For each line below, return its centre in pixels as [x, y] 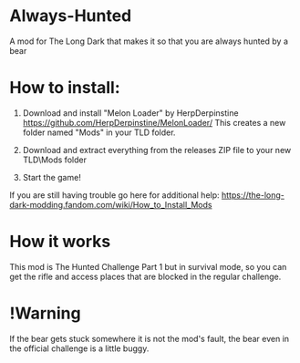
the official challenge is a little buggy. [79, 348]
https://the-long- [253, 195]
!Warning [45, 313]
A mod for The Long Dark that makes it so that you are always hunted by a [149, 41]
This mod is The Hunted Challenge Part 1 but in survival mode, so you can [148, 266]
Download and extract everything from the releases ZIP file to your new [157, 150]
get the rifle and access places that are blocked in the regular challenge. [145, 276]
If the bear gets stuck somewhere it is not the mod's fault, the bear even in [150, 338]
